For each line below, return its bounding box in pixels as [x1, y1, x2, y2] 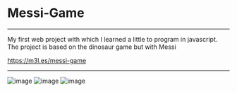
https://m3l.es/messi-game [7, 56, 87, 64]
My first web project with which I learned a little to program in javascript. [7, 35, 218, 43]
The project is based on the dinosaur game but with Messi [7, 42, 176, 51]
